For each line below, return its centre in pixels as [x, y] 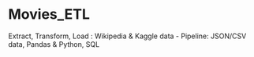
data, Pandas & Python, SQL [54, 44]
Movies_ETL [49, 14]
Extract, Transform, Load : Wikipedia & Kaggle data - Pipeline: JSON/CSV [127, 36]
